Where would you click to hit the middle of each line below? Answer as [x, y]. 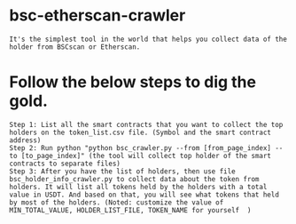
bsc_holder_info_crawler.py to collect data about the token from [134, 179]
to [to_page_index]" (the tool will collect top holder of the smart [140, 156]
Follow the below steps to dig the [133, 82]
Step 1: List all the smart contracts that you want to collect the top [146, 124]
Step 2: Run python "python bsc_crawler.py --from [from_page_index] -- [146, 148]
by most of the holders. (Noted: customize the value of [117, 202]
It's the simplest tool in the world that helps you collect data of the [148, 39]
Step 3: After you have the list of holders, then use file [123, 171]
